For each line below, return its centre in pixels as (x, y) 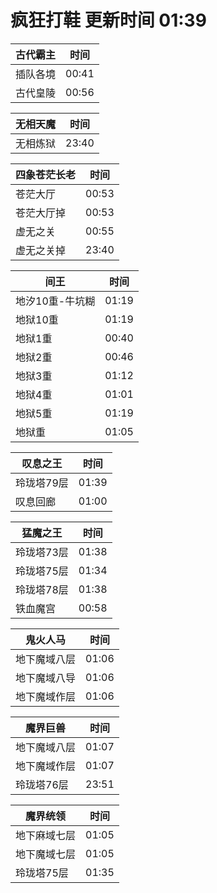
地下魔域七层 (46, 854)
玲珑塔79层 (42, 483)
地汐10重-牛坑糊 (55, 301)
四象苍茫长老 (46, 174)
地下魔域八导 (46, 678)
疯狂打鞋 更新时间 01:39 (108, 20)
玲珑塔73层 (42, 552)
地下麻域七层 (46, 835)
